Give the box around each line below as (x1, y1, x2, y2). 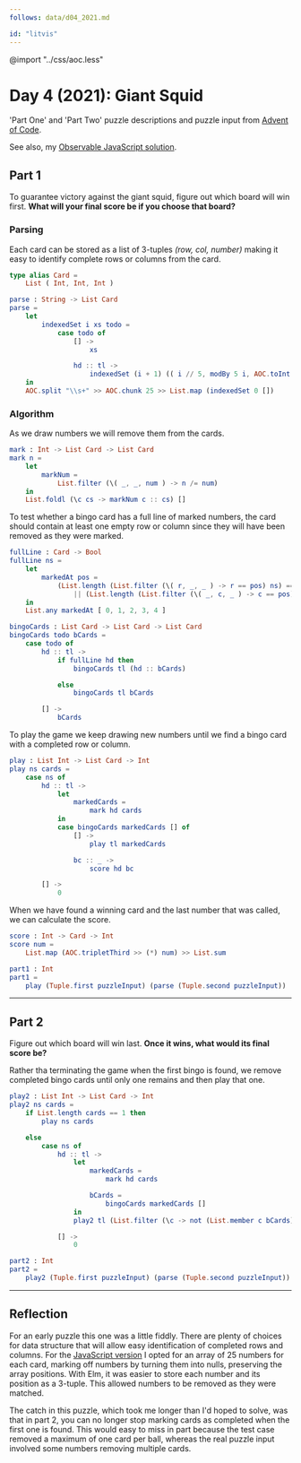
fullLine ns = (9, 557, 63, 566)
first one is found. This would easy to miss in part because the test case (9, 1424, 275, 1434)
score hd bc (89, 864, 134, 873)
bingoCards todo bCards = (9, 631, 106, 640)
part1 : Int (9, 965, 54, 974)
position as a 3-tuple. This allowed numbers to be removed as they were (9, 1378, 276, 1389)
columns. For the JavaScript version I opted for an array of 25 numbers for (9, 1349, 285, 1360)
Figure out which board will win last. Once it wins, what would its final (9, 1038, 271, 1049)
